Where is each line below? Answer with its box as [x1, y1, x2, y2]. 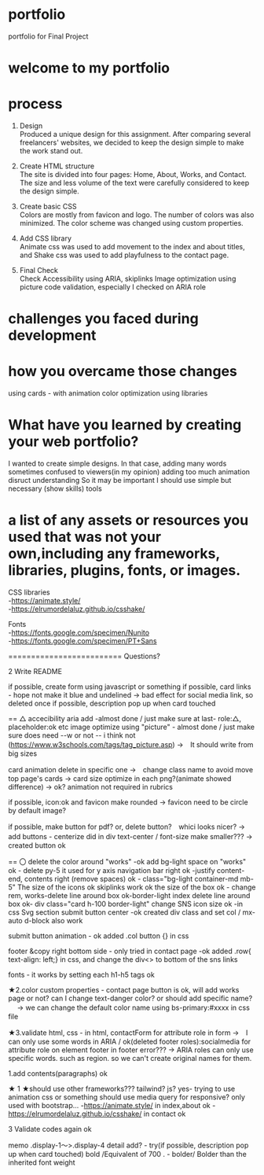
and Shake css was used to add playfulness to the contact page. [19, 250, 229, 260]
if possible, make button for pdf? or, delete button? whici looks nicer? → [8, 822, 246, 831]
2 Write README [8, 667, 63, 676]
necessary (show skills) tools [8, 484, 102, 493]
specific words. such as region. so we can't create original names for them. [8, 1054, 252, 1063]
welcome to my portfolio [8, 59, 170, 77]
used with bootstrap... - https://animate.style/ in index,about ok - [8, 1101, 216, 1111]
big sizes [8, 749, 38, 758]
